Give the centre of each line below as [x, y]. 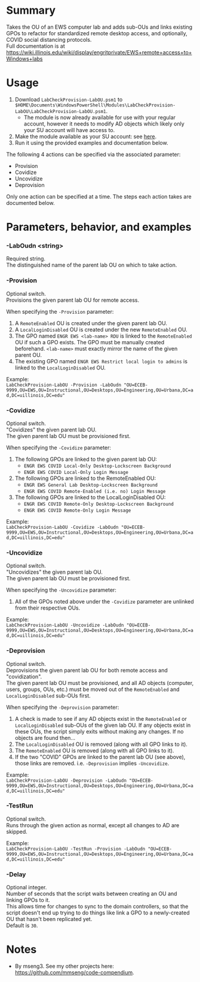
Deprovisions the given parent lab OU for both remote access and [87, 670]
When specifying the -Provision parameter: [60, 311]
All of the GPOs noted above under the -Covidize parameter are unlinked [104, 602]
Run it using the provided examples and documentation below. [91, 143]
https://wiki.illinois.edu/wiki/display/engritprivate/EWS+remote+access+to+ [99, 52]
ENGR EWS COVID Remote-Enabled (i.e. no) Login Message [95, 491]
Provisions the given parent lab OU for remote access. [73, 300]
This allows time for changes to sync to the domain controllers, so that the [97, 907]
